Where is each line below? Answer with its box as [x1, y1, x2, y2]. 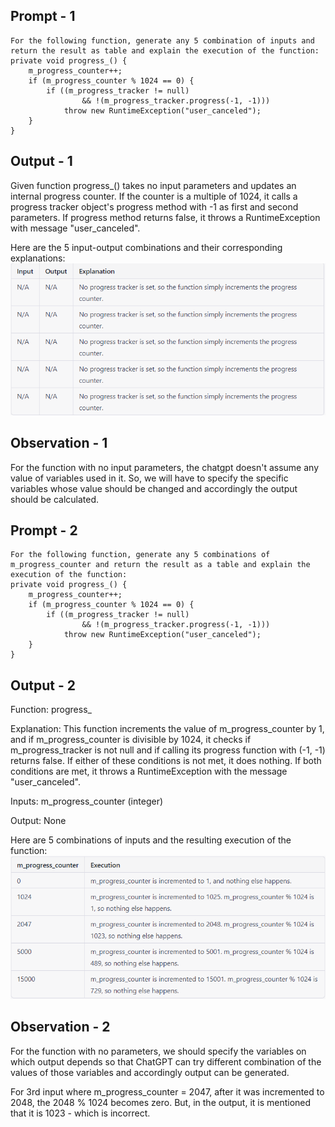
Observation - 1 [10, 435, 108, 452]
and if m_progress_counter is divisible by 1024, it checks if [10, 734, 252, 746]
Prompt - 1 [10, 8, 76, 25]
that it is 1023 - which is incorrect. [10, 1107, 151, 1119]
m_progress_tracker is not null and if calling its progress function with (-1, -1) [10, 744, 326, 756]
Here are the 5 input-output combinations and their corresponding [10, 241, 283, 253]
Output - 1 [10, 153, 73, 170]
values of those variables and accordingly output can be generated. [10, 1066, 290, 1078]
